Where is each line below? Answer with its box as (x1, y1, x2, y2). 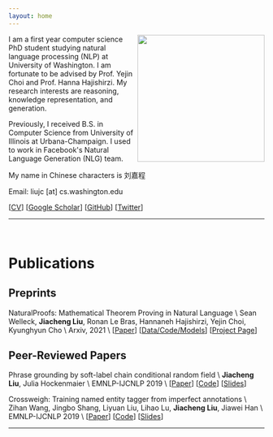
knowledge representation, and (8, 94, 113, 104)
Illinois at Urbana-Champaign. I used (8, 136, 132, 146)
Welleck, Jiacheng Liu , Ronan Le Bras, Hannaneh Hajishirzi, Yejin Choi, (8, 316, 246, 326)
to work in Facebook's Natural (8, 145, 110, 154)
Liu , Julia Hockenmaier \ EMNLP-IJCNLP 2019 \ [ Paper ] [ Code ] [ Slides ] (8, 379, 247, 388)
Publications (8, 253, 95, 272)
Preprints (8, 286, 57, 301)
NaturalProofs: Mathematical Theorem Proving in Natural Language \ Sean (8, 308, 258, 318)
